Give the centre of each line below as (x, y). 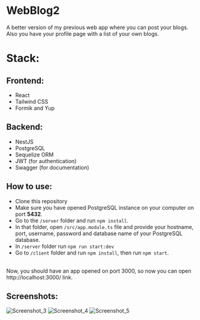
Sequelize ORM (34, 155)
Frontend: (25, 80)
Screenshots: (32, 296)
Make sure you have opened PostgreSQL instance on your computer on (104, 207)
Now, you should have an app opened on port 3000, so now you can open (99, 271)
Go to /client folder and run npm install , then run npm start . (92, 253)
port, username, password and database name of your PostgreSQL (99, 233)
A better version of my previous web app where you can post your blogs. (98, 27)
